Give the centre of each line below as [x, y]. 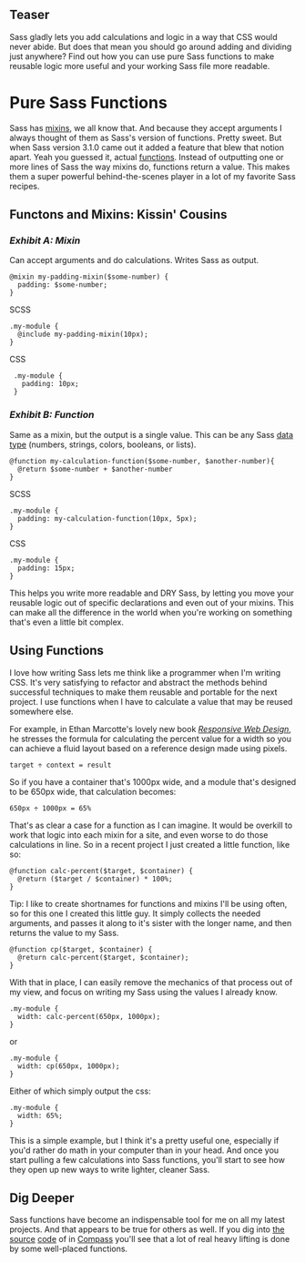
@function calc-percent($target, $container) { [102, 871]
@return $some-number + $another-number [95, 469]
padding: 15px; [46, 568]
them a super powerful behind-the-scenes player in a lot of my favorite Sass [152, 176]
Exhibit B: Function [52, 415]
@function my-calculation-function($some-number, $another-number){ [142, 461]
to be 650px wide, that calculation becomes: [93, 791]
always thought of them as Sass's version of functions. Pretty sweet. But [146, 138]
